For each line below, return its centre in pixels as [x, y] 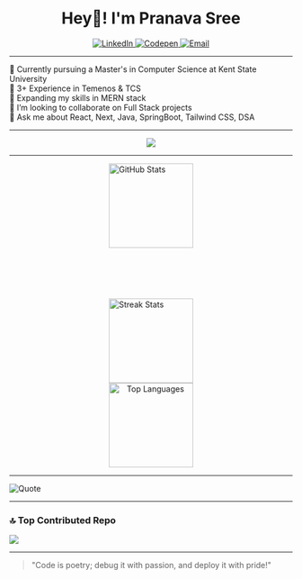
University [28, 78]
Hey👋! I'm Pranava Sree [151, 18]
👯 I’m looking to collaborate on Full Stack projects [101, 107]
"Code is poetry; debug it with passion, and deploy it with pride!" [151, 565]
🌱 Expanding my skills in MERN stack [78, 97]
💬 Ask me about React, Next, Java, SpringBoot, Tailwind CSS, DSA [132, 117]
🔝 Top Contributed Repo [63, 520]
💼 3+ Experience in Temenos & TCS [75, 88]
